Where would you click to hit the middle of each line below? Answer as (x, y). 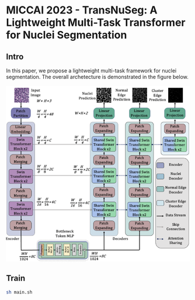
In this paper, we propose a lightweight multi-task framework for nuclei (91, 70)
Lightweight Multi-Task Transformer (96, 23)
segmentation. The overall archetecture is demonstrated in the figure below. (97, 77)
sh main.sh (19, 292)
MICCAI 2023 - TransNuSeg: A (82, 10)
